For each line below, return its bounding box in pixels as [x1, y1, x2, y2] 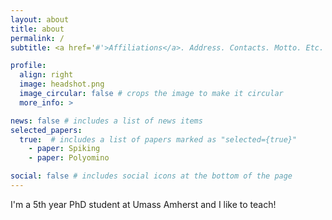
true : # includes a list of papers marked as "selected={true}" [19, 134, 298, 145]
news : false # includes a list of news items [10, 116, 203, 126]
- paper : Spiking [28, 144, 101, 154]
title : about [10, 24, 65, 34]
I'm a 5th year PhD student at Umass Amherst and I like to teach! [10, 198, 277, 210]
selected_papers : [10, 125, 83, 135]
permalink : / [10, 33, 65, 43]
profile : [10, 61, 47, 71]
